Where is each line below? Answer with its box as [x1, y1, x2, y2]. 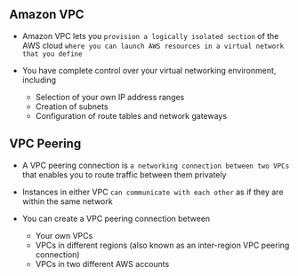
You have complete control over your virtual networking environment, [21, 65, 277, 75]
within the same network [21, 195, 113, 207]
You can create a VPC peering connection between [21, 213, 211, 224]
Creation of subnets [35, 101, 109, 112]
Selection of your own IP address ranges [35, 91, 185, 102]
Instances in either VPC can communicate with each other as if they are [21, 186, 284, 197]
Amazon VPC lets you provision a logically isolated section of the [21, 30, 279, 41]
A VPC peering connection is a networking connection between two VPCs [21, 160, 290, 170]
